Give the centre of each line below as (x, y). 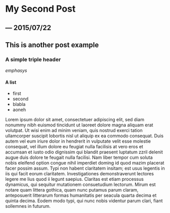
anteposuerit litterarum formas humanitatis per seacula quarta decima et (81, 195)
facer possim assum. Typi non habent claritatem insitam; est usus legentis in (85, 168)
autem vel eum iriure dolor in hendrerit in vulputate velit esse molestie (78, 141)
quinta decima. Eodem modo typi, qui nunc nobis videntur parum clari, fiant (84, 201)
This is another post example (52, 45)
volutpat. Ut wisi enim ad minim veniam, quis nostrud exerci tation (74, 130)
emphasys (16, 71)
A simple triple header (33, 59)
